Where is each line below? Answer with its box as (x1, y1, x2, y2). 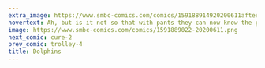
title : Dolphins (8, 48, 62, 55)
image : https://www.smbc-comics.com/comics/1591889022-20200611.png (8, 26, 238, 34)
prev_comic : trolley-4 (8, 41, 83, 48)
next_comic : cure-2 (8, 33, 73, 41)
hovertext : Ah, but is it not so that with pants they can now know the (8, 19, 252, 27)
